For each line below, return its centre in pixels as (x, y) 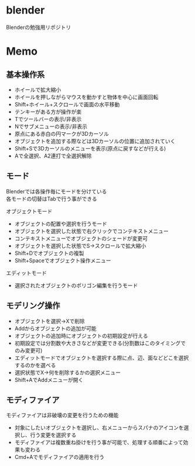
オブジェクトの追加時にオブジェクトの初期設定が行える (81, 336)
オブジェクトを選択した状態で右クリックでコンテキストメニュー (91, 231)
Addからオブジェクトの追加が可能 (55, 328)
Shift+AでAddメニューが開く (49, 380)
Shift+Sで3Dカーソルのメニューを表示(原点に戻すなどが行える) (90, 148)
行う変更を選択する (53, 435)
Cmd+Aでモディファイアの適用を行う (59, 457)
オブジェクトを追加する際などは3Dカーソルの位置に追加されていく (95, 141)
